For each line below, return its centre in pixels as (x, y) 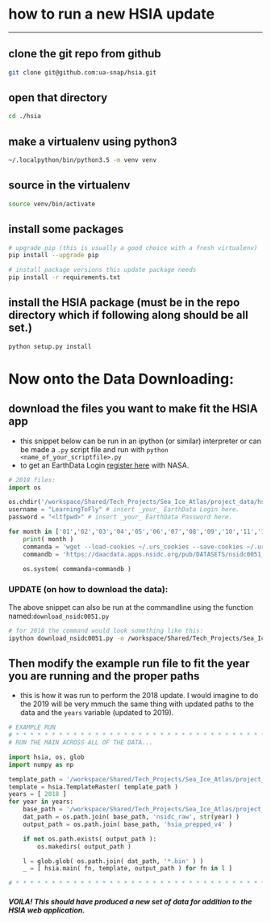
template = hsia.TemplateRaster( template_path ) (94, 787)
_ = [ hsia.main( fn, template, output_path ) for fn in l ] (127, 869)
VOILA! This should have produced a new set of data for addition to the (130, 901)
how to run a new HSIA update (112, 14)
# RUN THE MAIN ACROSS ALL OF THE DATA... (81, 743)
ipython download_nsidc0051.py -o (67, 638)
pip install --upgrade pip (54, 256)
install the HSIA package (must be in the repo (124, 303)
